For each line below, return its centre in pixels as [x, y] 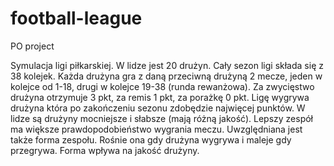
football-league [76, 18]
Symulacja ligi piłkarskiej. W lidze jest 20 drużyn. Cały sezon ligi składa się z [167, 65]
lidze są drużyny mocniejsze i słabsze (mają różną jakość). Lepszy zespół [161, 118]
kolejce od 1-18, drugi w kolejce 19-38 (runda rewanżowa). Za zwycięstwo [162, 86]
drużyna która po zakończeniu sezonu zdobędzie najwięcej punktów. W [158, 108]
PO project [32, 46]
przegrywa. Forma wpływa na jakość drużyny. [105, 150]
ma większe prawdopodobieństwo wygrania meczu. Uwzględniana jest [156, 129]
